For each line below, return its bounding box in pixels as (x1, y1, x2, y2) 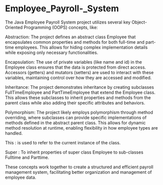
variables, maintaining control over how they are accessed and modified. (5, 75, 152, 80)
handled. (5, 130, 23, 136)
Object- (131, 19, 147, 25)
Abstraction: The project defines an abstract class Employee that (5, 34, 136, 40)
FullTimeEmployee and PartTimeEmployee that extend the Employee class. (5, 89, 156, 95)
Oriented (5, 24, 23, 30)
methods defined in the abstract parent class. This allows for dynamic (5, 120, 146, 126)
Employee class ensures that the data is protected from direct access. (5, 64, 146, 70)
